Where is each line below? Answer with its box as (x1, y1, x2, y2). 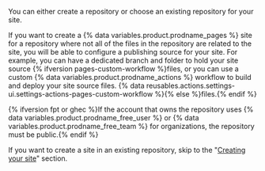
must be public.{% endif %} (8, 130, 99, 139)
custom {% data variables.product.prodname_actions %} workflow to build (8, 73, 252, 82)
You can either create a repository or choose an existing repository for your (8, 7, 254, 16)
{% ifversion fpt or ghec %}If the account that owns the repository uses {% (8, 104, 254, 114)
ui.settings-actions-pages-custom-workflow (8, 89, 153, 98)
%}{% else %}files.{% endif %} (154, 89, 257, 98)
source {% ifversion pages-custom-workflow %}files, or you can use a (8, 64, 239, 74)
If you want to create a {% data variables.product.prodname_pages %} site (8, 31, 253, 40)
